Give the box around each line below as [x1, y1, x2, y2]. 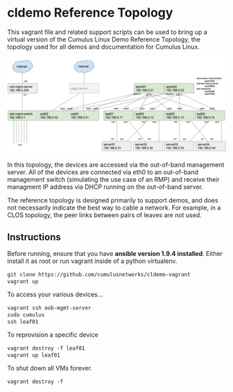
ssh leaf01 [7, 318, 39, 325]
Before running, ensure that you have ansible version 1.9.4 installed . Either [7, 250, 223, 258]
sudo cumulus [7, 312, 45, 318]
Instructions [7, 231, 61, 243]
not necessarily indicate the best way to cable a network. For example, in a [7, 203, 221, 212]
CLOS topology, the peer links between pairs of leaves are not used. [7, 211, 202, 219]
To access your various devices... [7, 290, 103, 299]
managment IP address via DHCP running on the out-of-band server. [7, 182, 203, 191]
